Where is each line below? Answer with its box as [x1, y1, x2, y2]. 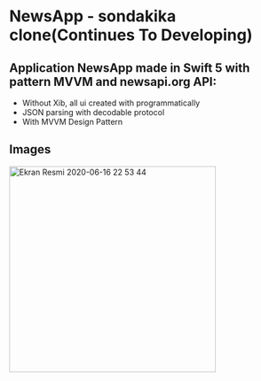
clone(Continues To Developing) [9, 25, 253, 45]
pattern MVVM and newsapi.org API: [9, 74, 217, 89]
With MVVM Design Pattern [21, 117, 123, 127]
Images [9, 142, 51, 157]
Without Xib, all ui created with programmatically [21, 97, 201, 108]
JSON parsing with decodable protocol [21, 107, 165, 117]
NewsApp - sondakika [9, 6, 177, 27]
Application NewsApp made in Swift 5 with [9, 60, 250, 75]
